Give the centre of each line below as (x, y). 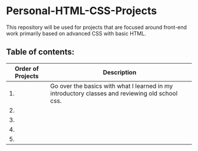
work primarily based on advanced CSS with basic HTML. (76, 33)
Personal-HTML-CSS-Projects (82, 11)
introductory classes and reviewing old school (114, 93)
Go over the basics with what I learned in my (111, 86)
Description (120, 72)
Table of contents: (40, 52)
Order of (27, 68)
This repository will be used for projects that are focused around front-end (97, 27)
